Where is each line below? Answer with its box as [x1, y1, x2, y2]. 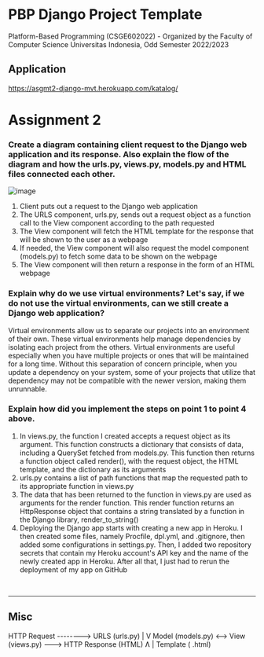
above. [8, 413, 35, 424]
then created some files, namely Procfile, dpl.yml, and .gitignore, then [19, 531, 245, 541]
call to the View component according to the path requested [19, 218, 214, 228]
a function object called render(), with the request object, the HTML [19, 456, 239, 465]
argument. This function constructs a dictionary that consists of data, [19, 439, 244, 449]
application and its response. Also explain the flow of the [8, 149, 229, 160]
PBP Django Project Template [8, 6, 203, 24]
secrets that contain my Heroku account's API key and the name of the [19, 548, 249, 557]
